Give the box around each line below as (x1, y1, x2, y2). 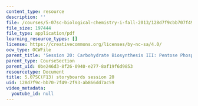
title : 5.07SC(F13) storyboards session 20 (6, 74, 115, 80)
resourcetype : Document (6, 69, 65, 75)
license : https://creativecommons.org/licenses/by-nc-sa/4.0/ (6, 42, 162, 48)
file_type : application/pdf (6, 31, 75, 37)
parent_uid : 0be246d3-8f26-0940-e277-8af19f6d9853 (6, 63, 133, 69)
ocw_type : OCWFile (6, 47, 51, 53)
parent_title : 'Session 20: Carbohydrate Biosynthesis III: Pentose (6, 52, 178, 58)
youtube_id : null (11, 91, 54, 97)
